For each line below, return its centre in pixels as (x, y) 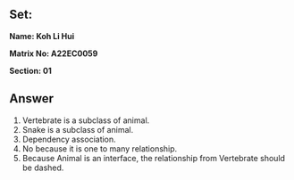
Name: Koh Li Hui (42, 36)
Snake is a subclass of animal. (78, 129)
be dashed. (43, 168)
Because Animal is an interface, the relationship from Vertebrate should (154, 158)
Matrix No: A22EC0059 (54, 53)
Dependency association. (69, 139)
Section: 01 (30, 70)
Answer (32, 98)
